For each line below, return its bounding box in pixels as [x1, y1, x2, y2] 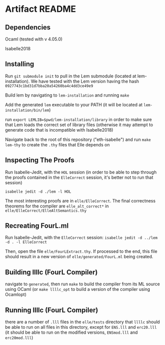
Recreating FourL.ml [5, 222, 69, 230]
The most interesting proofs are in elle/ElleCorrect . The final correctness [5, 198, 156, 204]
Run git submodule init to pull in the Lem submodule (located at [5, 73, 137, 79]
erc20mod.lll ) [5, 335, 33, 341]
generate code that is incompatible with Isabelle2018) [5, 127, 113, 133]
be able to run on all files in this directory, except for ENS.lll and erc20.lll [5, 324, 157, 330]
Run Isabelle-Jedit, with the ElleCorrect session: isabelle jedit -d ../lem [5, 235, 158, 241]
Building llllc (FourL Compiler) [5, 268, 98, 276]
